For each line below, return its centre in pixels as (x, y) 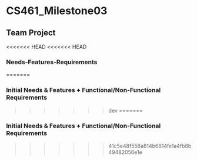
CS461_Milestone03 (57, 11)
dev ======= (126, 110)
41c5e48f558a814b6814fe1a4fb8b (150, 146)
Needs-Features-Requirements (52, 62)
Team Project (31, 33)
